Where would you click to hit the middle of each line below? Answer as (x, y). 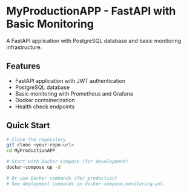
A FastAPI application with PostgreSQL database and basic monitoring (94, 41)
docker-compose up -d (34, 168)
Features (23, 66)
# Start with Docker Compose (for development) (67, 162)
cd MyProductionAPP (31, 151)
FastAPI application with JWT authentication (70, 80)
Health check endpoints (45, 106)
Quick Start (28, 126)
